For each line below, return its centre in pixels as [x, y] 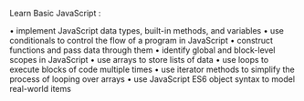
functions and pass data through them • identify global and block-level [142, 50]
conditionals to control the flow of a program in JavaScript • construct [142, 40]
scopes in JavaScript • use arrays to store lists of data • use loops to [139, 60]
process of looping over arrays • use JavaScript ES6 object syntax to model [152, 79]
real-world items [40, 89]
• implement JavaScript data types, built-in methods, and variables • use [147, 30]
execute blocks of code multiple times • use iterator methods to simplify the [152, 69]
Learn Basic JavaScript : [55, 13]
